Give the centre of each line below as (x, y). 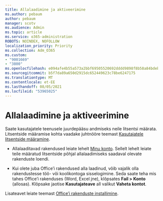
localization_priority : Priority (39, 46)
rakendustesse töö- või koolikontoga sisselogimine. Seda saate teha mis (84, 174)
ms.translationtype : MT (29, 78)
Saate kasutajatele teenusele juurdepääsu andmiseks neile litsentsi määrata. (81, 129)
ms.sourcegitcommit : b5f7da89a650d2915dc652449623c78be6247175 (70, 73)
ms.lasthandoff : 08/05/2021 (33, 87)
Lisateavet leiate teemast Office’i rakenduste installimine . (62, 194)
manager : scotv (20, 23)
